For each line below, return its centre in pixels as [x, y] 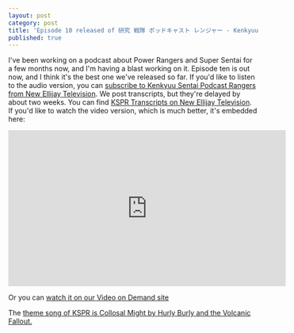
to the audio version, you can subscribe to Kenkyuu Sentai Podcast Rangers [132, 86]
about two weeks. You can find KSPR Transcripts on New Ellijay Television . [130, 102]
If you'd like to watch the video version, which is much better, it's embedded [133, 111]
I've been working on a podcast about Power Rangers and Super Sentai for [130, 60]
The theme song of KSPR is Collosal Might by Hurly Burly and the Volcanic [130, 313]
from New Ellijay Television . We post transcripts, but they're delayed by [124, 94]
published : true [35, 38]
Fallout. [20, 321]
